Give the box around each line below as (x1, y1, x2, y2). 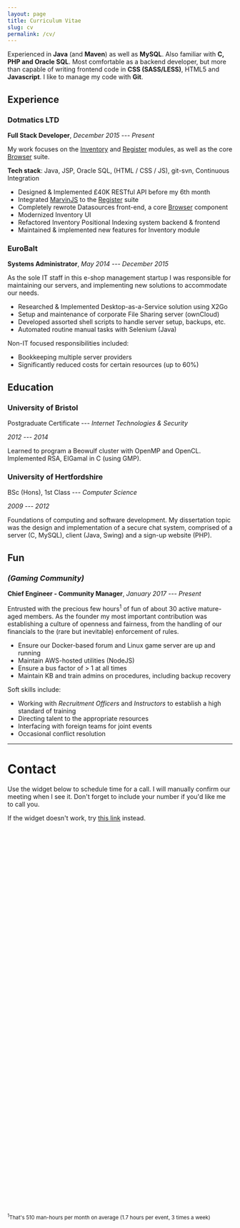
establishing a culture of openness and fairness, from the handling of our (7, 619, 223, 628)
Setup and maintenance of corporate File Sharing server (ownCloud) (17, 310, 220, 318)
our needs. (7, 288, 39, 297)
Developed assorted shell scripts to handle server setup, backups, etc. (17, 318, 226, 326)
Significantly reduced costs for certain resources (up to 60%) (17, 361, 199, 369)
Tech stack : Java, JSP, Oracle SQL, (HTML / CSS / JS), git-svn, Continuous (7, 166, 230, 175)
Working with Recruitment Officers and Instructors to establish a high (17, 699, 221, 708)
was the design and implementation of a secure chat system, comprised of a (7, 523, 233, 532)
